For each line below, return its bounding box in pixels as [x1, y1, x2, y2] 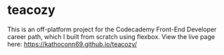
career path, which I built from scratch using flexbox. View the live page [7, 32, 216, 40]
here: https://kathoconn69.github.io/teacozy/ [7, 40, 138, 48]
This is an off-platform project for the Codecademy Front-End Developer [7, 25, 217, 33]
